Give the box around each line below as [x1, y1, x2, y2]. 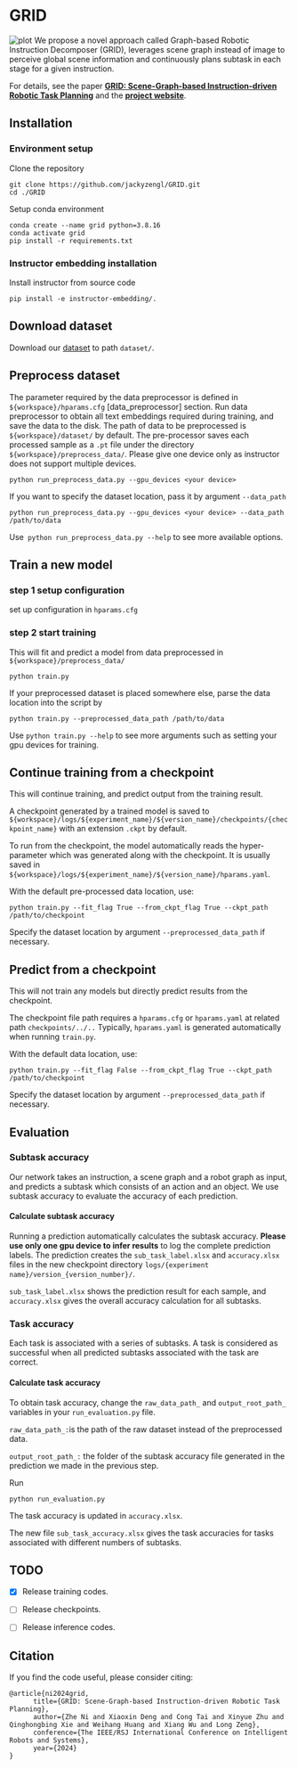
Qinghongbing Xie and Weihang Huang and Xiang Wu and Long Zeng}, [9, 1721, 261, 1730]
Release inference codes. [21, 1622, 116, 1633]
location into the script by [9, 697, 103, 708]
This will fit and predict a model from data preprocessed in [9, 647, 224, 658]
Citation [9, 1648, 55, 1663]
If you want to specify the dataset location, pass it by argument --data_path [9, 491, 286, 502]
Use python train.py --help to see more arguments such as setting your [9, 730, 277, 741]
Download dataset [9, 318, 113, 334]
